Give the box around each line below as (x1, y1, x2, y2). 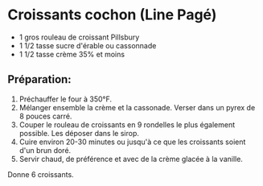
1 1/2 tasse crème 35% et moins (18, 49, 125, 59)
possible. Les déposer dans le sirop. (18, 128, 140, 138)
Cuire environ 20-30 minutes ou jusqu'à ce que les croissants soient (18, 137, 246, 147)
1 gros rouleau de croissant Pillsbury (18, 32, 140, 42)
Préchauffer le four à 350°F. (18, 94, 113, 104)
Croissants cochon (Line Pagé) (7, 6, 217, 24)
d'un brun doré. (18, 145, 72, 155)
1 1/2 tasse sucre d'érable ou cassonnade (18, 40, 157, 50)
